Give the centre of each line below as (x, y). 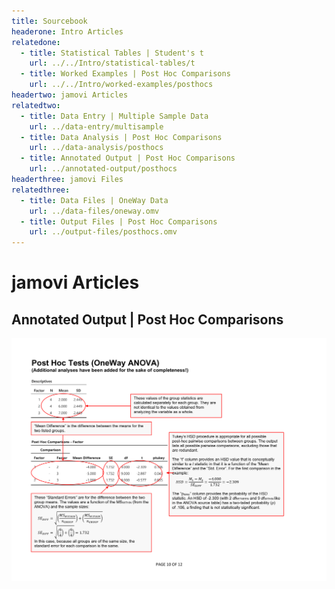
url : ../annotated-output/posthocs (103, 169)
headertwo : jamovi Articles (70, 95)
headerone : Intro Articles (67, 31)
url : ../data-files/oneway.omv (94, 211)
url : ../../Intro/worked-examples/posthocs (121, 85)
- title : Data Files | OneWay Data (94, 200)
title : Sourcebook (49, 21)
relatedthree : (41, 190)
